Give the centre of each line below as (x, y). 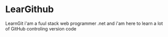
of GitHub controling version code (41, 28)
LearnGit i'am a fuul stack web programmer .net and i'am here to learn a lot (84, 23)
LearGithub (30, 9)
